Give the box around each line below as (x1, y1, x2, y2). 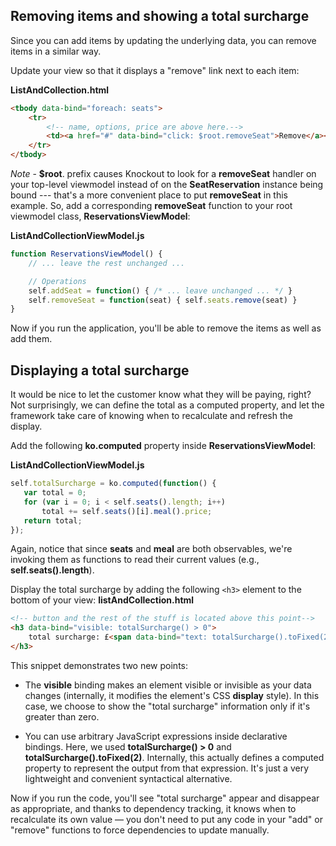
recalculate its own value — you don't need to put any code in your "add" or (10, 813, 323, 825)
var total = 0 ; (23, 488, 87, 498)
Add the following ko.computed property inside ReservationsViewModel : (10, 440, 316, 452)
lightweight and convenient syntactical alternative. (24, 772, 233, 784)
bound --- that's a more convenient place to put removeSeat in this (10, 189, 288, 201)
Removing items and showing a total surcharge (10, 8, 310, 25)
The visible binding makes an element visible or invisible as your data (24, 679, 312, 691)
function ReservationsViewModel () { (10, 249, 163, 259)
